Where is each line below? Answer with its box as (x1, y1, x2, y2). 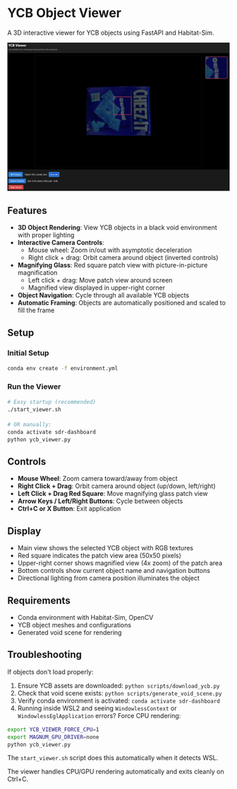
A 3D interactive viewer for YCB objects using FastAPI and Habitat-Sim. (7, 28, 214, 37)
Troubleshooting (7, 649, 83, 661)
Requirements (7, 594, 71, 606)
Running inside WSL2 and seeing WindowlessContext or (17, 703, 177, 713)
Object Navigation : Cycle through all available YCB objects (17, 291, 190, 300)
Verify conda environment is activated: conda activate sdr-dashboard (17, 696, 220, 705)
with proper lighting (17, 231, 75, 239)
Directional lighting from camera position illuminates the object (17, 574, 200, 582)
